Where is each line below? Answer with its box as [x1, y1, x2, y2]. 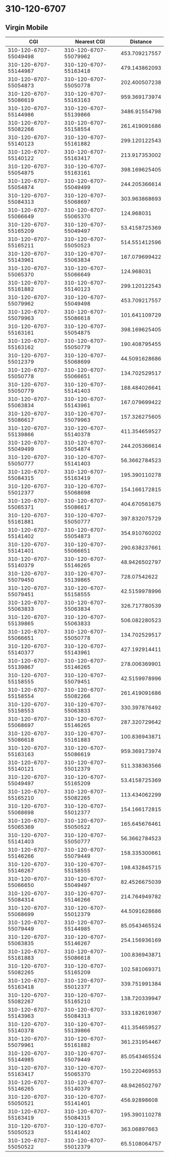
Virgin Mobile [5, 23, 48, 32]
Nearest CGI [75, 38, 105, 45]
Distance [130, 38, 152, 45]
